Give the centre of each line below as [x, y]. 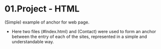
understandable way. [33, 41]
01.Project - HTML [42, 9]
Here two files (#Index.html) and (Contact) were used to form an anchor [84, 31]
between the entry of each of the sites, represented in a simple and [79, 37]
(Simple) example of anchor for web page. [47, 22]
